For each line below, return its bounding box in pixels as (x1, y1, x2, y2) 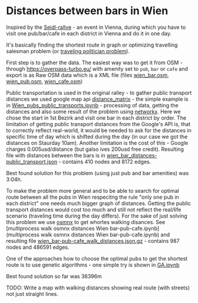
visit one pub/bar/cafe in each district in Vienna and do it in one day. (6, 29, 172, 37)
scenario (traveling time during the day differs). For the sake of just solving (6, 212, 187, 219)
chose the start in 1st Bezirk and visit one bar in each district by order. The (6, 114, 187, 121)
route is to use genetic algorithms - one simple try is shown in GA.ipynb (6, 261, 180, 268)
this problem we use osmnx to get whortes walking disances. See (6, 218, 166, 225)
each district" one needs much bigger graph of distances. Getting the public (6, 199, 192, 207)
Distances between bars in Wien (6, 4, 169, 18)
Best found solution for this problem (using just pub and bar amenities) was (6, 169, 189, 176)
